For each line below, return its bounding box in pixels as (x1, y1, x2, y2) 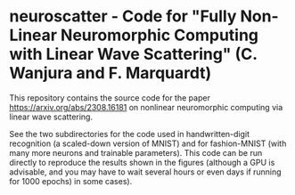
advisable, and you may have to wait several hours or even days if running (9, 167, 283, 177)
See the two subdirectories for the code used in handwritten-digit (9, 128, 250, 139)
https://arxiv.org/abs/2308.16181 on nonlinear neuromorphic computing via (9, 102, 283, 112)
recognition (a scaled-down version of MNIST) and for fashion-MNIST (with (9, 138, 287, 149)
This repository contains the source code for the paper (9, 92, 211, 103)
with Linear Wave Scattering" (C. (9, 45, 258, 64)
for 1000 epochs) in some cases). (9, 175, 133, 186)
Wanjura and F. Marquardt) (9, 63, 212, 84)
